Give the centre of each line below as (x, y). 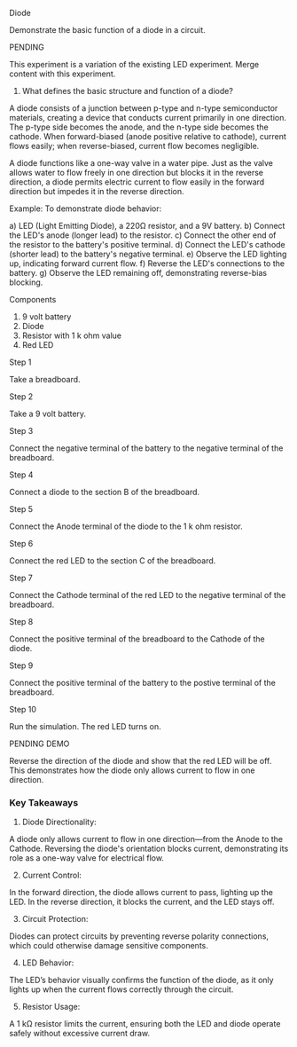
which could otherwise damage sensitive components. (109, 946)
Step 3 (21, 431)
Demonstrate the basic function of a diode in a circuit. (107, 30)
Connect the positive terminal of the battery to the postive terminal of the (143, 683)
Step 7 (21, 578)
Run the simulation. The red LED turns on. (85, 726)
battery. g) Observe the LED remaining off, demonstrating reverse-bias (138, 273)
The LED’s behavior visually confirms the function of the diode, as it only (141, 980)
